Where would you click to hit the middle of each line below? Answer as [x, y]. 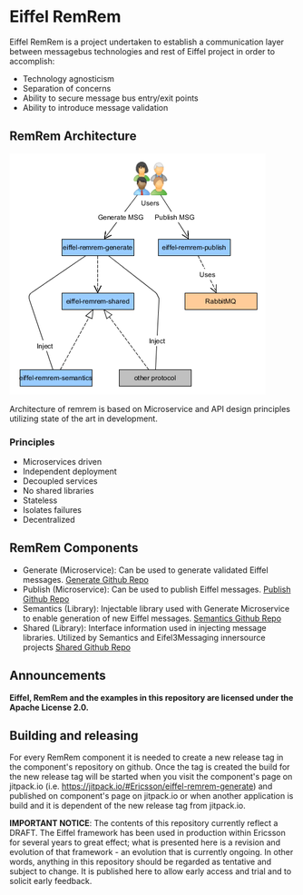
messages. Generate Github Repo [86, 579]
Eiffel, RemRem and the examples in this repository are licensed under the [151, 697]
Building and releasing [74, 736]
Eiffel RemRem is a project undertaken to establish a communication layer [147, 42]
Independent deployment [70, 472]
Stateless [40, 500]
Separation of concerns [67, 88]
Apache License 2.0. [49, 707]
